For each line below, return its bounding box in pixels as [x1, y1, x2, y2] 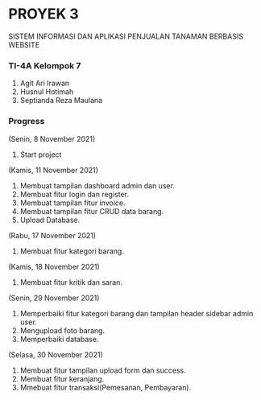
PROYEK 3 [8, 5, 79, 23]
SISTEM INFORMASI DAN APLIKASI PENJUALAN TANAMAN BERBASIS [8, 31, 244, 41]
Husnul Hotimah [19, 87, 74, 97]
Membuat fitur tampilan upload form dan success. [19, 365, 187, 375]
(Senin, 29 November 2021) [8, 293, 100, 303]
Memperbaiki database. [19, 334, 99, 344]
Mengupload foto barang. [19, 325, 106, 335]
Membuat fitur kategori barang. [19, 246, 125, 256]
